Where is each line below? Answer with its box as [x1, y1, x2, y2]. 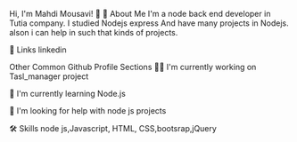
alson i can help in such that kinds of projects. [9, 28, 178, 37]
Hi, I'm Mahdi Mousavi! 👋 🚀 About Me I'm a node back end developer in [9, 9, 271, 19]
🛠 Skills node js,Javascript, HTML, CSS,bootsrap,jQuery [9, 123, 217, 133]
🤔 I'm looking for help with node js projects [9, 106, 167, 115]
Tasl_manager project [9, 71, 89, 82]
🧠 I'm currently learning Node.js [9, 89, 127, 99]
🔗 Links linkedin [9, 44, 67, 55]
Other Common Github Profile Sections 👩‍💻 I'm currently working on [9, 62, 257, 72]
